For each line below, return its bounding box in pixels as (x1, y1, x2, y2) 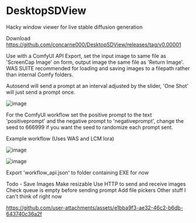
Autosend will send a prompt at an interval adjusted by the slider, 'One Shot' (6, 82, 189, 89)
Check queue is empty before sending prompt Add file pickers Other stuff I (6, 186, 186, 194)
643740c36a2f (6, 210, 43, 217)
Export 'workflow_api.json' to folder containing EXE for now (6, 169, 149, 176)
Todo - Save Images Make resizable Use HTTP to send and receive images (6, 180, 186, 187)
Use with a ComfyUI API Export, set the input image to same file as (6, 52, 166, 59)
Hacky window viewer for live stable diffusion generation (6, 23, 143, 30)
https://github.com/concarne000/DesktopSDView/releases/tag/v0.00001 (6, 41, 181, 48)
